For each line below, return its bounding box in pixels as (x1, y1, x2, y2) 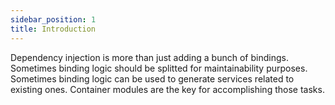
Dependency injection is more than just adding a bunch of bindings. (10, 51, 289, 63)
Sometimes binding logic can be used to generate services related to (10, 72, 295, 85)
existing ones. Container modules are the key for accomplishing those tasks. (10, 83, 325, 95)
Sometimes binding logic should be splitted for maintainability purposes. (10, 62, 308, 74)
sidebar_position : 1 (10, 14, 97, 25)
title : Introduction (10, 24, 97, 34)
